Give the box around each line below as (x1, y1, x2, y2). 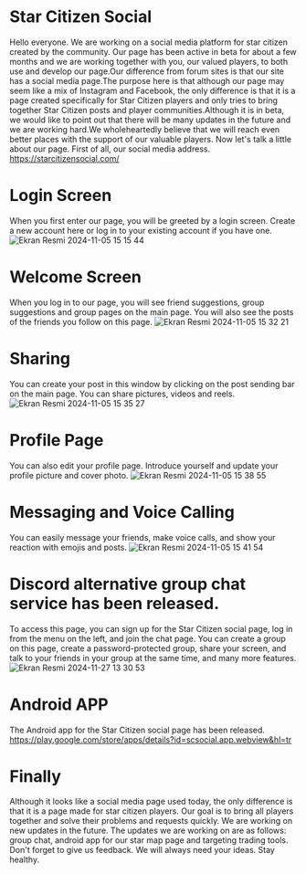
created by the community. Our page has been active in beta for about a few (9, 46, 297, 57)
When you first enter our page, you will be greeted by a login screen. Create (9, 215, 296, 226)
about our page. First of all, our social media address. (9, 143, 211, 154)
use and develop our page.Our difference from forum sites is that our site (9, 66, 285, 77)
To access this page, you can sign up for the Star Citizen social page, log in (9, 623, 293, 634)
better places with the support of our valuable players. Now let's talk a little (9, 133, 292, 144)
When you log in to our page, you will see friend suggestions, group (9, 297, 265, 308)
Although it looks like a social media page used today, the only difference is (9, 796, 293, 807)
